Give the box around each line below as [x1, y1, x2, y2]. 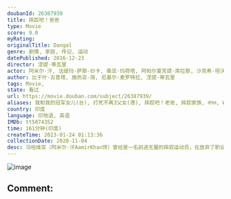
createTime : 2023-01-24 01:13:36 [7, 131, 103, 138]
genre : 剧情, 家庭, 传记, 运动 [7, 49, 89, 56]
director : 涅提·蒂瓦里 [7, 61, 67, 68]
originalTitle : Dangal [7, 42, 72, 49]
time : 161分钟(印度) [7, 125, 62, 132]
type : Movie [7, 23, 41, 30]
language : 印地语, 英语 [7, 112, 70, 119]
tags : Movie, [7, 80, 45, 87]
